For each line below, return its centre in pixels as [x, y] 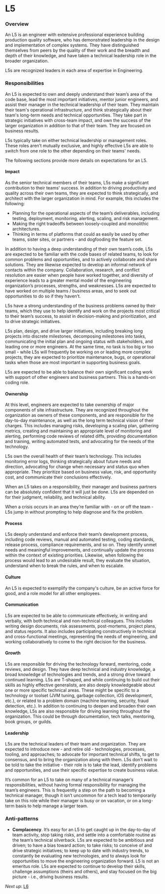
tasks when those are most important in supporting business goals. [73, 362]
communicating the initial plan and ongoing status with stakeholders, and [79, 341]
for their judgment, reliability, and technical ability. [55, 497]
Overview [17, 24]
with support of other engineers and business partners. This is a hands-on [80, 377]
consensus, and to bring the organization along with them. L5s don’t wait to [82, 760]
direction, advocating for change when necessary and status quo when [77, 467]
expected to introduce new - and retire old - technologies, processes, [75, 749]
